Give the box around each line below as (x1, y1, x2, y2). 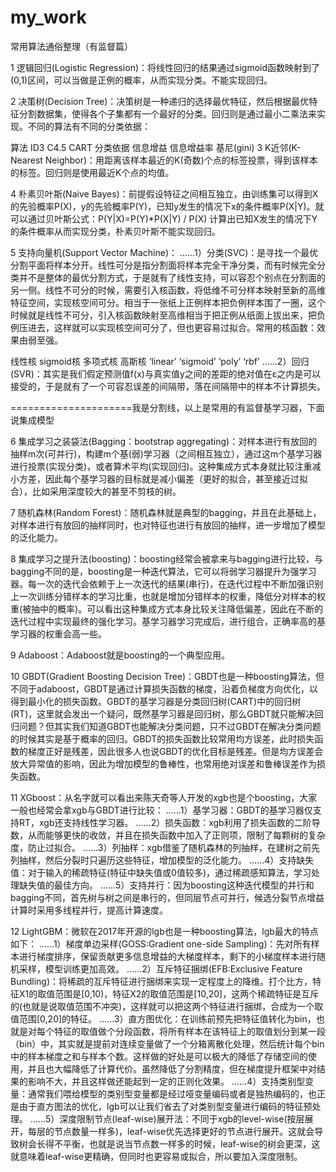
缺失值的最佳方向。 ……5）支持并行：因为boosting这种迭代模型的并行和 (18, 879, 315, 891)
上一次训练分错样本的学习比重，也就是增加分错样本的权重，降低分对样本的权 (10, 590, 326, 602)
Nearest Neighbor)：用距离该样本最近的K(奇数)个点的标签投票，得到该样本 (10, 154, 318, 166)
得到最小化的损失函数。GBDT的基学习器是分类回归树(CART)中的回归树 (10, 695, 302, 707)
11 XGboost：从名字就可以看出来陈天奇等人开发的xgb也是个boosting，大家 (10, 791, 318, 803)
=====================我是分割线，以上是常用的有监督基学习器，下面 (10, 401, 325, 413)
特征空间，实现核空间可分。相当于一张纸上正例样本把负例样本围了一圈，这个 (10, 296, 326, 308)
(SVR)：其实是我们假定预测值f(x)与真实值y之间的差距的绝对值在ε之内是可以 (10, 367, 322, 380)
